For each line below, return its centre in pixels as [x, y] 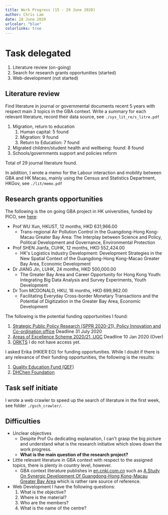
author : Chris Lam [24, 15]
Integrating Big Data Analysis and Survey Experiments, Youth [83, 280]
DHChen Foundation [33, 372]
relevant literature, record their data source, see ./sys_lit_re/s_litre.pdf [82, 117]
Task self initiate [31, 388]
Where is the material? [43, 497]
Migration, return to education [44, 126]
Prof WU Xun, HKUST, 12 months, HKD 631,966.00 [65, 226]
